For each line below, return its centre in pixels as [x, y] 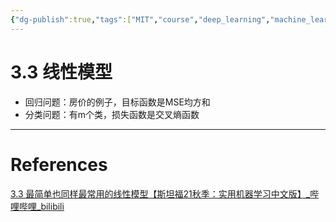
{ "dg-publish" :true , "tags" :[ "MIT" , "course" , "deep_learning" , [140, 19]
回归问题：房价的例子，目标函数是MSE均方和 [117, 102]
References [59, 164]
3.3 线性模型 [61, 72]
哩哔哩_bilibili [37, 206]
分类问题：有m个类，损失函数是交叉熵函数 [112, 114]
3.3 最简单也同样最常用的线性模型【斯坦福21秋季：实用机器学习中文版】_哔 [165, 193]
